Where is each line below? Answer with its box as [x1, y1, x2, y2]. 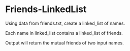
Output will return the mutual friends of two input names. [5, 39, 124, 46]
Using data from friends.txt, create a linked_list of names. [5, 20, 125, 26]
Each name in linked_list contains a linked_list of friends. [5, 30, 123, 36]
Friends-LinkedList [5, 4, 87, 15]
